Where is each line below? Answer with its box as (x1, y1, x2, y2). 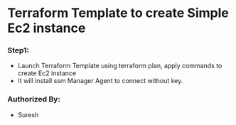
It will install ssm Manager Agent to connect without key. (17, 77, 183, 85)
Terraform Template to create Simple (7, 5, 229, 21)
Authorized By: (7, 94, 60, 104)
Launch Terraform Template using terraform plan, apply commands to (17, 62, 222, 70)
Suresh (17, 110, 39, 119)
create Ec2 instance (17, 69, 77, 77)
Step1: (7, 45, 30, 55)
